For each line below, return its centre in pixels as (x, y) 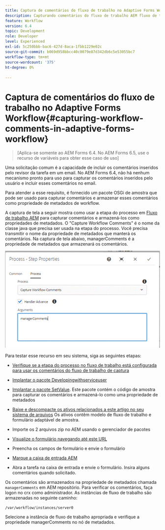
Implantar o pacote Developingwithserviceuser (59, 380)
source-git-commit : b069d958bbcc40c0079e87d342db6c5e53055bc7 (70, 52)
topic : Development (25, 31)
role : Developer (22, 36)
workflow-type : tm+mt (27, 57)
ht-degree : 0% (20, 67)
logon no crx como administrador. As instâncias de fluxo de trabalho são (78, 493)
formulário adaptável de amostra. (46, 420)
